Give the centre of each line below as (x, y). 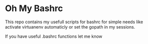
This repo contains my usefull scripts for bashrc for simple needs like (74, 22)
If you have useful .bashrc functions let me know (54, 36)
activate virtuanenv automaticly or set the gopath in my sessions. (70, 27)
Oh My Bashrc (34, 8)
